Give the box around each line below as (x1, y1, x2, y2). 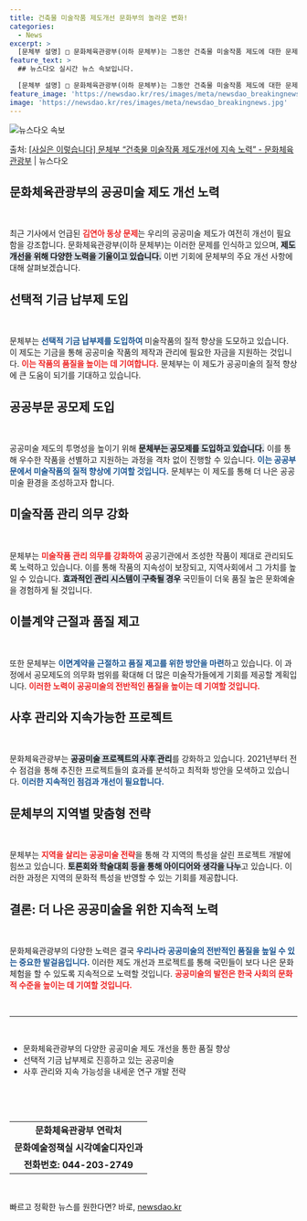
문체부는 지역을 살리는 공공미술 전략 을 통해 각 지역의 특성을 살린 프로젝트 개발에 (9, 850, 291, 861)
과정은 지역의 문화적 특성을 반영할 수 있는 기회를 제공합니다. (26, 873, 239, 884)
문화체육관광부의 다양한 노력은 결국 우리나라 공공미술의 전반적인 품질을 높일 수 (9, 946, 286, 956)
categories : (9, 22, 55, 31)
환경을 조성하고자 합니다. (26, 477, 115, 487)
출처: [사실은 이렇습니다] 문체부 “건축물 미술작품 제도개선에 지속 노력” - (9, 144, 262, 155)
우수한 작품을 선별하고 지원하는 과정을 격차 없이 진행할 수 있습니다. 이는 (18, 454, 272, 465)
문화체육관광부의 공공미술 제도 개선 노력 (9, 184, 220, 199)
